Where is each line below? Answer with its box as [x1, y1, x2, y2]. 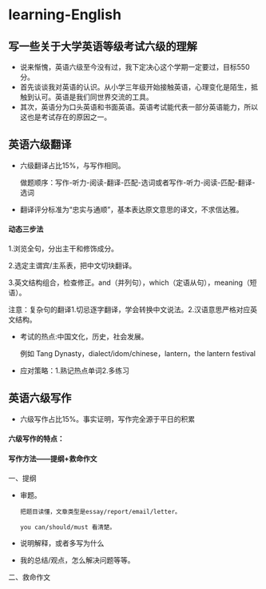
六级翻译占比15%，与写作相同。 [19, 160, 125, 170]
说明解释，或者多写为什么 [19, 538, 105, 547]
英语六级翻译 [8, 138, 72, 151]
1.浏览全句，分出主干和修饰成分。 [8, 244, 118, 254]
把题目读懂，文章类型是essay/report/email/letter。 [19, 507, 181, 515]
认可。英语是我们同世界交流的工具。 [34, 92, 153, 102]
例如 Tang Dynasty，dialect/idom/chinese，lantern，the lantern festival [19, 349, 256, 359]
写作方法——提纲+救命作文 [8, 454, 97, 463]
